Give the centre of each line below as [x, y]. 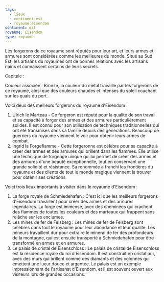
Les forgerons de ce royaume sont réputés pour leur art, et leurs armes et [79, 51]
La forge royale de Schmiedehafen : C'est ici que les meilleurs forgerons [85, 196]
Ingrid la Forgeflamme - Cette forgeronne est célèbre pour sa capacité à [85, 146]
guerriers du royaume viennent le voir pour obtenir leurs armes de [79, 136]
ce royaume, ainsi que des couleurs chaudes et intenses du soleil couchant [81, 91]
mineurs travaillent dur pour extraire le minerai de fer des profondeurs [82, 233]
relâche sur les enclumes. [38, 217]
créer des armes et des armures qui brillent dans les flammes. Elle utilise [85, 151]
